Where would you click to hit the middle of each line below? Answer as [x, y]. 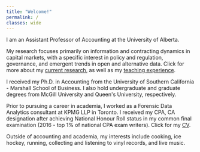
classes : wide [24, 23]
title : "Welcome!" [29, 12]
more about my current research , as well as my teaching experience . [91, 70]
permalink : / [22, 17]
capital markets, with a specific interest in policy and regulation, [85, 58]
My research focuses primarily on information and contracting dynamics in [98, 51]
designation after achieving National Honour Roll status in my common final [99, 119]
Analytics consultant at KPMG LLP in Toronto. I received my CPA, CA [91, 112]
